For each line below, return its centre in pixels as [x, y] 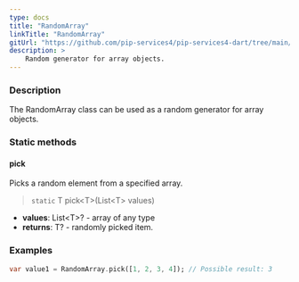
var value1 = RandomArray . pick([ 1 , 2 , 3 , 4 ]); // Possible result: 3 [141, 269]
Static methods [43, 142]
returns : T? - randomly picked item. [88, 228]
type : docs [29, 17]
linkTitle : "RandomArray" [57, 34]
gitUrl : [24, 42]
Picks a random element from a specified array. [96, 183]
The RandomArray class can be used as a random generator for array [137, 110]
